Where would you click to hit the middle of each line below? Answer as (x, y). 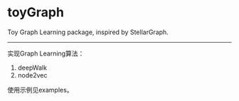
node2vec (32, 75)
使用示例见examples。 (40, 90)
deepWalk (32, 68)
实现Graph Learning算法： (46, 53)
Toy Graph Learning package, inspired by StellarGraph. (88, 32)
